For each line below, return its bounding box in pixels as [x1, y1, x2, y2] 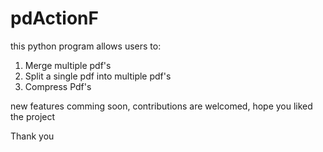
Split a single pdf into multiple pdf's [24, 70, 172, 82]
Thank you [10, 130, 55, 142]
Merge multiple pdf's [24, 59, 112, 71]
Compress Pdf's [24, 80, 92, 92]
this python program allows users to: [10, 40, 162, 52]
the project [10, 110, 56, 122]
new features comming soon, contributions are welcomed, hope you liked [10, 100, 313, 112]
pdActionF [10, 7, 99, 30]
